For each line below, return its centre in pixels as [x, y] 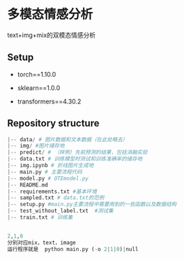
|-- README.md [28, 185]
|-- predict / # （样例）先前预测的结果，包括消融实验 [77, 152]
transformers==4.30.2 [49, 101]
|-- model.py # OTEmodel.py [48, 178]
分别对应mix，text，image [42, 243]
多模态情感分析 [50, 14]
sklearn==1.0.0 [39, 87]
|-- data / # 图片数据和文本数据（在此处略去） [68, 139]
